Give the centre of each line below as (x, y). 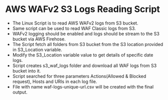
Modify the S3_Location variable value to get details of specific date (83, 55)
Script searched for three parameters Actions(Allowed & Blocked (79, 76)
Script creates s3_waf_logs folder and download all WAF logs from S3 (85, 65)
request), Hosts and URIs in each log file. (55, 81)
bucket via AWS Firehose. (39, 39)
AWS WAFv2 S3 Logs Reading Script (83, 9)
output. (20, 92)
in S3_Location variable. (37, 49)
